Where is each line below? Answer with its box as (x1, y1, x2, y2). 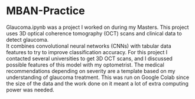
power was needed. (6, 86, 54, 93)
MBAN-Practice (6, 4, 85, 18)
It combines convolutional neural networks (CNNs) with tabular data (6, 42, 171, 49)
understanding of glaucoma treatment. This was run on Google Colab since (6, 74, 190, 81)
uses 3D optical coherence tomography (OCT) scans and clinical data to (6, 29, 182, 37)
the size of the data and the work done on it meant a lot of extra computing (6, 80, 189, 87)
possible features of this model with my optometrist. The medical (6, 61, 164, 68)
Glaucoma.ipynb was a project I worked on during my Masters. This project (6, 24, 189, 31)
